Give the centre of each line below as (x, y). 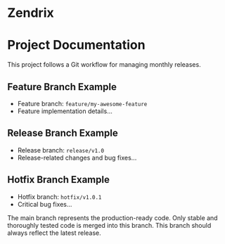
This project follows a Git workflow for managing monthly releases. (104, 65)
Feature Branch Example (62, 87)
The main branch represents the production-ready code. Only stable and (112, 218)
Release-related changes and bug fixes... (77, 158)
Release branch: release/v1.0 (60, 150)
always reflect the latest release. (54, 233)
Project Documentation (76, 45)
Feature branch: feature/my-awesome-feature (82, 103)
